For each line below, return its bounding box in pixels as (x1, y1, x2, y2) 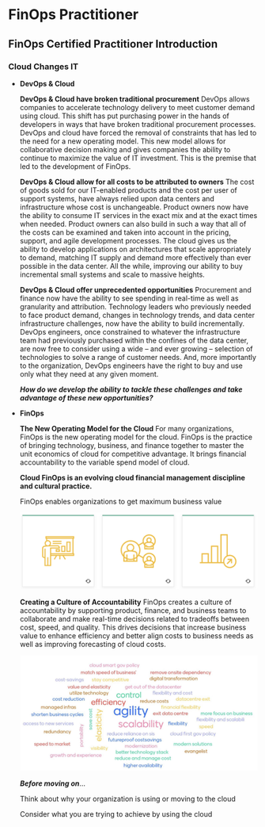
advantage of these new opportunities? (19, 392, 153, 402)
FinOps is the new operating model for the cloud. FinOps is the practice (19, 432, 253, 442)
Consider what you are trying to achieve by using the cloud (19, 810, 213, 819)
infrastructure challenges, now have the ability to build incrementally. (19, 319, 245, 328)
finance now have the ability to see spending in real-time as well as (19, 293, 239, 303)
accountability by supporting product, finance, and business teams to (19, 606, 247, 615)
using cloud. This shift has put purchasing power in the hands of (19, 111, 229, 121)
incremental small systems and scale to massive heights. (19, 270, 206, 279)
